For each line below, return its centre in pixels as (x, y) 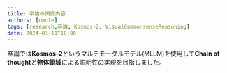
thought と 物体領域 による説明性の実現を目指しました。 (86, 63)
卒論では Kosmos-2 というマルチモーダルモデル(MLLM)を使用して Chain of (113, 54)
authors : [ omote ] (32, 20)
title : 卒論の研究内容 (37, 14)
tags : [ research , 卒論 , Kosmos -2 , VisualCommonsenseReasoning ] (98, 26)
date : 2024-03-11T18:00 (42, 33)
